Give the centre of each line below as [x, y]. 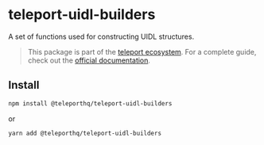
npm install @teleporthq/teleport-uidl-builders [90, 103]
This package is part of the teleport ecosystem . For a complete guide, [142, 52]
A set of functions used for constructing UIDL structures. [101, 36]
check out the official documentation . [89, 60]
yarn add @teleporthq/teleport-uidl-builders [85, 133]
